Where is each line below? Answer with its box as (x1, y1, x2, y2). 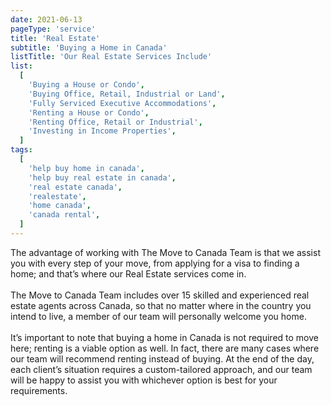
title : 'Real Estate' (10, 33, 101, 43)
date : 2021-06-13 (10, 14, 83, 25)
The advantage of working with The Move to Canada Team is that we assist (10, 246, 321, 258)
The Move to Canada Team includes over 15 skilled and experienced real (10, 289, 310, 301)
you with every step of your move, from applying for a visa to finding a (10, 257, 300, 269)
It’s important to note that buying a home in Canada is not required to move (10, 331, 319, 343)
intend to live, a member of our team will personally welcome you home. (10, 310, 307, 322)
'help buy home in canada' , (28, 163, 145, 173)
